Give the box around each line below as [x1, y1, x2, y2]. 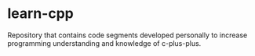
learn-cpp [7, 5, 74, 23]
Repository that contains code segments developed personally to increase [7, 30, 248, 40]
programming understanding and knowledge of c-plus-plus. [7, 38, 202, 47]
